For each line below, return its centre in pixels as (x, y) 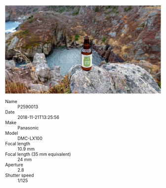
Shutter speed (20, 175)
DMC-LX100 (30, 138)
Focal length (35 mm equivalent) (38, 154)
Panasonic (28, 127)
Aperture (14, 165)
